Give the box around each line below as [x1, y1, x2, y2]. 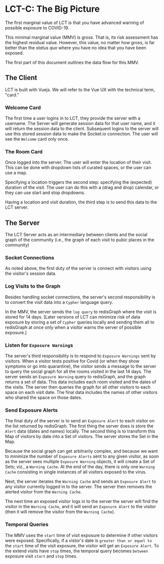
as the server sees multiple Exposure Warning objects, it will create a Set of [5, 459, 155, 465]
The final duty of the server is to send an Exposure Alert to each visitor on [5, 418, 155, 424]
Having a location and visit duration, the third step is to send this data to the [5, 199, 157, 205]
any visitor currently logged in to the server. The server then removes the [5, 484, 152, 490]
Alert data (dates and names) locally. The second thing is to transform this [5, 428, 155, 434]
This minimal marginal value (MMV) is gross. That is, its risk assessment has [5, 34, 159, 40]
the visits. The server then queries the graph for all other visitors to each [5, 384, 151, 390]
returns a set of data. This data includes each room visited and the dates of [5, 379, 156, 385]
